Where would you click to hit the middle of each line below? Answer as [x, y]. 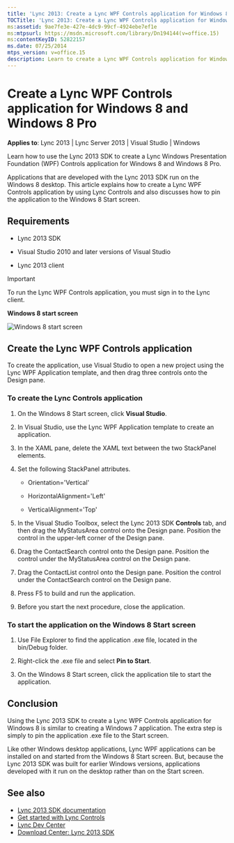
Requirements [38, 222]
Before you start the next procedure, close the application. [101, 606]
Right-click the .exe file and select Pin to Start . [84, 661]
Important [21, 278]
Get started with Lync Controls [61, 817]
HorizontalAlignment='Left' [67, 495]
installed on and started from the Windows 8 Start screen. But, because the [116, 756]
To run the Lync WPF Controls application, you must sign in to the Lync [109, 292]
